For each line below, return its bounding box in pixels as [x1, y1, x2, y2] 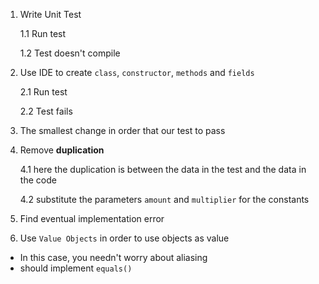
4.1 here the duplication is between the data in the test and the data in [19, 164, 307, 175]
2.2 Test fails [19, 105, 73, 117]
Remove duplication [19, 144, 105, 156]
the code [19, 174, 57, 186]
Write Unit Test [19, 9, 82, 20]
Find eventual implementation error [19, 213, 165, 224]
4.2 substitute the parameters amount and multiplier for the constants [19, 194, 310, 205]
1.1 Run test [19, 28, 67, 39]
